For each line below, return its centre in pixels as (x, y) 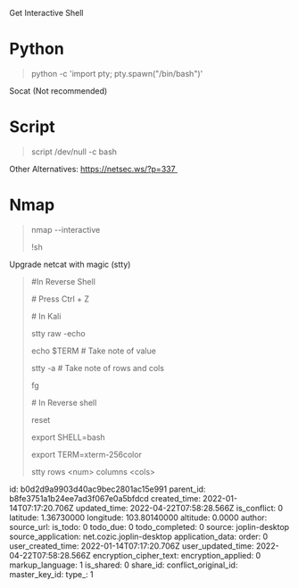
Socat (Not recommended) (58, 91)
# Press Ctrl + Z (60, 299)
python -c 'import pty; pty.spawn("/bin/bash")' (117, 73)
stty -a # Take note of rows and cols (98, 368)
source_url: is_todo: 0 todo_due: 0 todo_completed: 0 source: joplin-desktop (149, 526)
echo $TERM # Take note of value (93, 351)
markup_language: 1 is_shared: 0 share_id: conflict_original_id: (124, 565)
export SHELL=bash (68, 437)
